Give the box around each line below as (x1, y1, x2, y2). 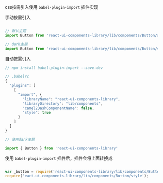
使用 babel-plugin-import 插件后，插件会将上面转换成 (5, 155, 113, 161)
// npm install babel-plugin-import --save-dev (5, 65, 103, 70)
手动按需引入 (5, 15, 31, 20)
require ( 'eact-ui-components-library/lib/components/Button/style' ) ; (5, 174, 149, 179)
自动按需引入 (5, 55, 31, 62)
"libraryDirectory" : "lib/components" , (22, 101, 103, 106)
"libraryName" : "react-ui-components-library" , (22, 97, 120, 101)
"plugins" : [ (9, 83, 36, 88)
